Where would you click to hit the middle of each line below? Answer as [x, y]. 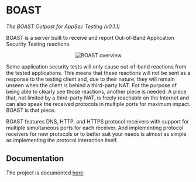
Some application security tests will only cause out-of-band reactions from [96, 66]
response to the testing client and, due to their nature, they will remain [90, 79]
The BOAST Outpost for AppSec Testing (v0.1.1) [63, 26]
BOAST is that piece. [31, 110]
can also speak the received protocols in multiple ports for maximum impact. [98, 104]
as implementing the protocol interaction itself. [62, 140]
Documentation [35, 159]
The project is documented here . [45, 173]
